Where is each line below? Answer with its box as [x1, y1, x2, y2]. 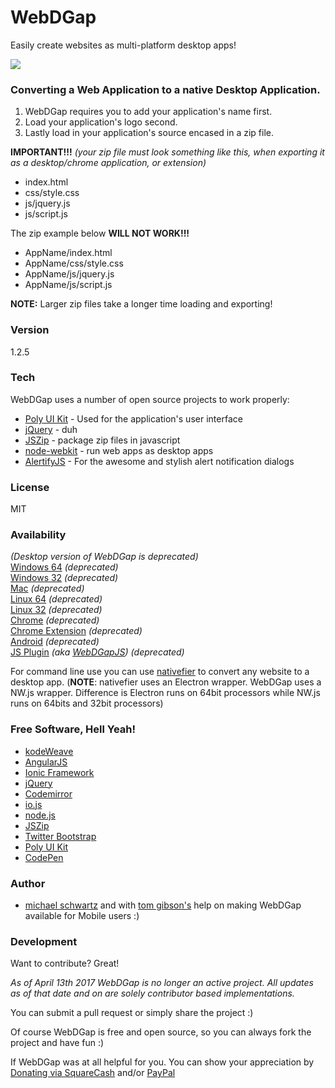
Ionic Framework [24, 766, 95, 778]
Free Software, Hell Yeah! [10, 722, 137, 736]
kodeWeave [24, 745, 74, 757]
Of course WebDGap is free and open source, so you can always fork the [10, 1026, 312, 1038]
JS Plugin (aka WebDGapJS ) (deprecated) [10, 646, 185, 658]
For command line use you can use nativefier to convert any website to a [10, 666, 310, 678]
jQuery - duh [24, 423, 78, 435]
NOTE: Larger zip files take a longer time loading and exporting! [10, 298, 273, 310]
